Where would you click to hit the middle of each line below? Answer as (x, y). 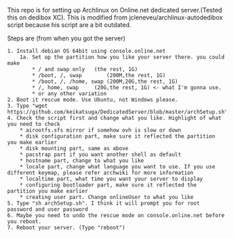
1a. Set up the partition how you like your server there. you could (122, 57)
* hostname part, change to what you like (82, 161)
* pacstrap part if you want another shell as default (101, 154)
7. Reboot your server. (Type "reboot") (67, 228)
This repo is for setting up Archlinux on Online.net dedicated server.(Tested (115, 10)
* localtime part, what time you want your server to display (111, 179)
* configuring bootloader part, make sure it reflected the (108, 185)
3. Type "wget (28, 106)
